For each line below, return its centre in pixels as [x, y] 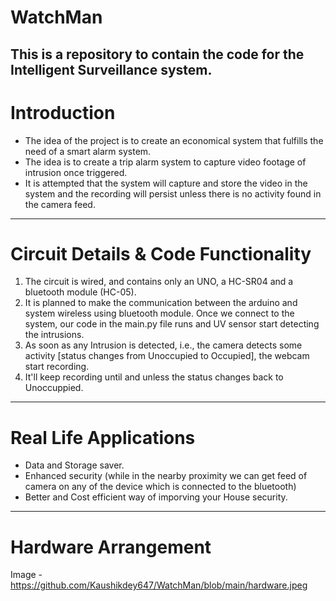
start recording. [57, 367]
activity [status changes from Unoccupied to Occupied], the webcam [167, 356]
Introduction [63, 112]
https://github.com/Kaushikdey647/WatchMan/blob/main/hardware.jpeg [159, 585]
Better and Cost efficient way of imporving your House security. [156, 497]
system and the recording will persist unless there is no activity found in [173, 193]
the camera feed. [60, 204]
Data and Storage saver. [74, 465]
